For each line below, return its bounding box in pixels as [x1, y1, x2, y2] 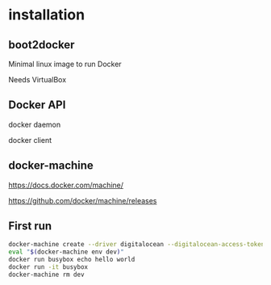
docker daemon [8, 119, 61, 129]
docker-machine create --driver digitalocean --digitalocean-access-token [8, 241, 265, 249]
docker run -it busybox [8, 263, 89, 271]
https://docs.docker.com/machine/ [8, 180, 123, 190]
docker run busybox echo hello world [8, 256, 135, 264]
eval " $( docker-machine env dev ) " [8, 248, 125, 256]
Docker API [8, 98, 66, 112]
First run [8, 220, 52, 233]
